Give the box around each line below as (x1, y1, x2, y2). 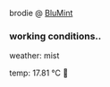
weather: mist (9, 50, 60, 61)
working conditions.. (9, 30, 102, 42)
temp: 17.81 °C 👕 (9, 67, 69, 79)
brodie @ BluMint (9, 8, 73, 18)
